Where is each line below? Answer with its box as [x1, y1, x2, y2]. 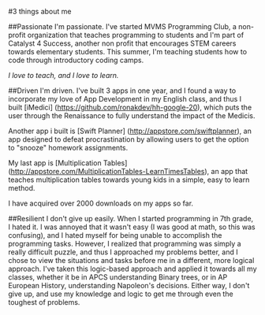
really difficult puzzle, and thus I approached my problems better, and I [8, 247, 238, 257]
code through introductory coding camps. [8, 55, 144, 65]
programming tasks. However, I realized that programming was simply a [8, 239, 242, 248]
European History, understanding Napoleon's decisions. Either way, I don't [8, 281, 250, 290]
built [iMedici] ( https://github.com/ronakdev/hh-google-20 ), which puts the [8, 102, 252, 112]
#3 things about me [8, 7, 72, 16]
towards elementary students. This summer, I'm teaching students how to [8, 47, 247, 56]
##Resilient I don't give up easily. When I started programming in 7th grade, [8, 214, 254, 223]
